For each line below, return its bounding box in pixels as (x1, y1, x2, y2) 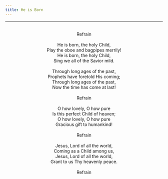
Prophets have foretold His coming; (47, 73, 121, 79)
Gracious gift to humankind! (55, 121, 112, 127)
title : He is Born (5, 7, 43, 12)
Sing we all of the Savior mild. (53, 57, 115, 63)
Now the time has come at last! (52, 84, 116, 90)
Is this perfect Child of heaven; (52, 110, 116, 116)
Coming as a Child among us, (53, 148, 114, 154)
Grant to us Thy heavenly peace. (50, 158, 118, 164)
